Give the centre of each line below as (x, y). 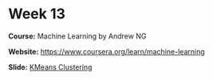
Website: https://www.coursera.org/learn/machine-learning (106, 51)
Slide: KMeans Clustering (50, 67)
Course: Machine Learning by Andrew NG (77, 36)
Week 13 (37, 14)
